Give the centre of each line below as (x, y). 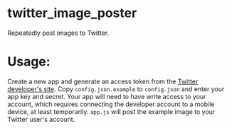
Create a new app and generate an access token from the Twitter (103, 81)
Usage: (29, 62)
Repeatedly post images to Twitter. (58, 33)
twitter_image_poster (72, 13)
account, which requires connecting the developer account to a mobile (111, 104)
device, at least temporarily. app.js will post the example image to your (111, 111)
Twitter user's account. (41, 119)
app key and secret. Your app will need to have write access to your (107, 96)
